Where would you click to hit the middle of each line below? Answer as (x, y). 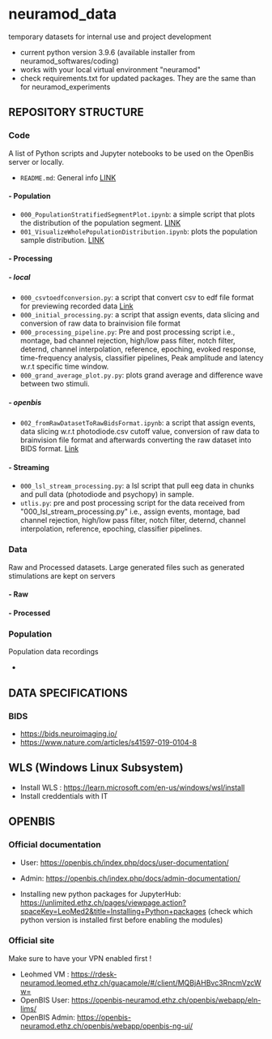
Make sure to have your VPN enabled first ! (80, 958)
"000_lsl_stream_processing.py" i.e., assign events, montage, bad (130, 511)
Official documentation (55, 845)
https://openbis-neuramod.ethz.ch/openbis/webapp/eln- (166, 1000)
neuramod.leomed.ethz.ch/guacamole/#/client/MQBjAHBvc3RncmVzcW (140, 982)
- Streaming (29, 467)
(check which (230, 911)
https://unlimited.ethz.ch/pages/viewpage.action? (103, 903)
